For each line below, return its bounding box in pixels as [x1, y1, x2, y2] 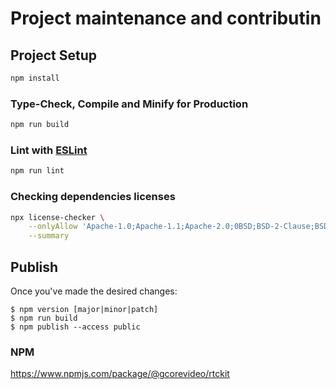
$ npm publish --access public [10, 322, 141, 332]
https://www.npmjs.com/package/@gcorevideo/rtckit [10, 368, 230, 380]
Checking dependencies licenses [10, 190, 176, 204]
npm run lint [10, 166, 65, 176]
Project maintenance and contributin [10, 7, 322, 30]
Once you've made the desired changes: [10, 285, 178, 297]
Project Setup [10, 47, 98, 64]
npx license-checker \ [10, 212, 105, 222]
